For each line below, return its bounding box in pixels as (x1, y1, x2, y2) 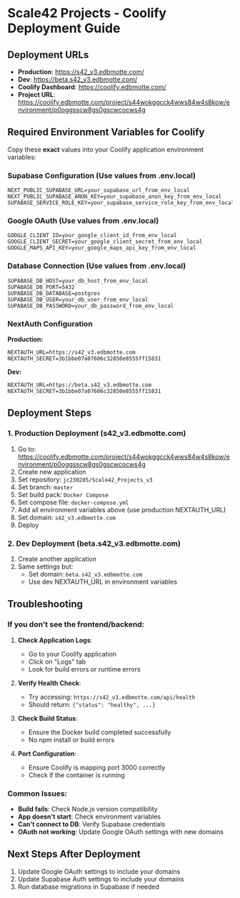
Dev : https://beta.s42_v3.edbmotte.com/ (17, 75, 138, 84)
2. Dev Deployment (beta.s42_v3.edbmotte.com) (7, 538, 181, 548)
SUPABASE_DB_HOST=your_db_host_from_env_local (7, 277, 149, 284)
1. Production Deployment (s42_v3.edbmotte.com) (7, 429, 186, 439)
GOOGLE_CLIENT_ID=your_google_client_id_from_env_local (7, 232, 177, 239)
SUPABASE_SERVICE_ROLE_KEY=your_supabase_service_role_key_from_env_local (7, 199, 235, 206)
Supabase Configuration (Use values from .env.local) (7, 170, 196, 180)
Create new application (17, 467, 86, 476)
